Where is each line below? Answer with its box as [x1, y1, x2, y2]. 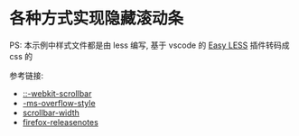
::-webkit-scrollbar [22, 87, 92, 99]
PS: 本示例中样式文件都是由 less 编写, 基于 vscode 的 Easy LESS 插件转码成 [9, 40, 290, 50]
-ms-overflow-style [22, 97, 97, 108]
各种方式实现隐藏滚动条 [9, 8, 184, 29]
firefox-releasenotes [22, 116, 99, 127]
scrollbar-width [22, 107, 79, 118]
